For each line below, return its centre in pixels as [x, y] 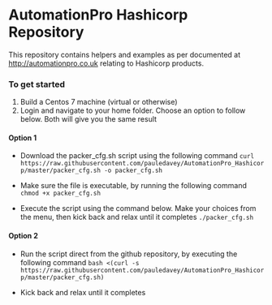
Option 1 [23, 137]
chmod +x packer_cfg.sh [60, 193]
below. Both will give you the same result [88, 119]
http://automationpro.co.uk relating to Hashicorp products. [106, 63]
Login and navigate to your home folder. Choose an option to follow [133, 110]
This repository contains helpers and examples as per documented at [125, 54]
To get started [37, 84]
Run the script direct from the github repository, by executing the [129, 254]
